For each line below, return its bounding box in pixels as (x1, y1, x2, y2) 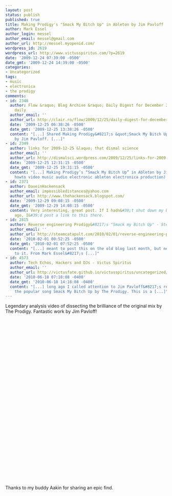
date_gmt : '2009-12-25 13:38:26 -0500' (10, 127, 95, 132)
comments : (5, 93, 27, 98)
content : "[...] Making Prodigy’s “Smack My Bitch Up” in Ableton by (10, 170, 161, 175)
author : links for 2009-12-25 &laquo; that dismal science (10, 146, 139, 151)
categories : (5, 65, 31, 70)
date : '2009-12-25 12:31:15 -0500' (10, 160, 86, 165)
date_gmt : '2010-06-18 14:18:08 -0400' (10, 279, 95, 285)
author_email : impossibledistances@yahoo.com (10, 189, 109, 194)
